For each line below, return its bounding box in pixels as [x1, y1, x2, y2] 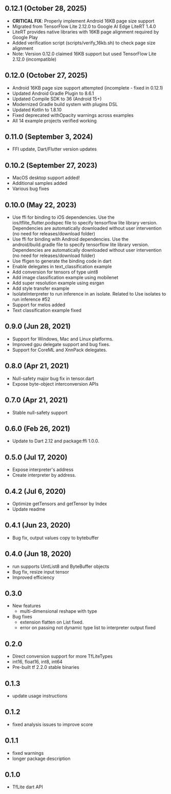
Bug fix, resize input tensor [12, 568, 70, 575]
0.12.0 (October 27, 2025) [5, 71, 88, 80]
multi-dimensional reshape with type [19, 608, 97, 614]
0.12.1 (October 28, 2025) [5, 4, 87, 13]
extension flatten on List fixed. [19, 619, 84, 625]
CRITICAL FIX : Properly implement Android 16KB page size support [12, 18, 155, 24]
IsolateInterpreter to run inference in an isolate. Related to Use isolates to [12, 291, 166, 297]
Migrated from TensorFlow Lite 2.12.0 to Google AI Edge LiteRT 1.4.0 [12, 23, 157, 29]
